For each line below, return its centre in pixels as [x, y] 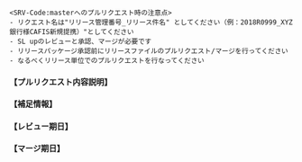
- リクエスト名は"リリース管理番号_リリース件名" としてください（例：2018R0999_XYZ [151, 22]
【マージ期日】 [37, 148]
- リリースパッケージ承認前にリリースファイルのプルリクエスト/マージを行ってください [149, 51]
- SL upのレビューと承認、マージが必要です [81, 41]
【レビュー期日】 [41, 126]
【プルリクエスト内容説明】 [61, 81]
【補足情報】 [33, 104]
